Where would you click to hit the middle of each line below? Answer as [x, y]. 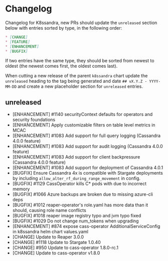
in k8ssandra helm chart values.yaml [50, 232]
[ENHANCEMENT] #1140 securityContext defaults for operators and [82, 114]
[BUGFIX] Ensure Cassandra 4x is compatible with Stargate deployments [88, 173]
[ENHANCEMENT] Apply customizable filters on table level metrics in [84, 125]
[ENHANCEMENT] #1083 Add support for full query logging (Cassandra [87, 136]
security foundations [34, 120]
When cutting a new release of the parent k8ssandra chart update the [76, 76]
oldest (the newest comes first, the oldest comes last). [61, 66]
